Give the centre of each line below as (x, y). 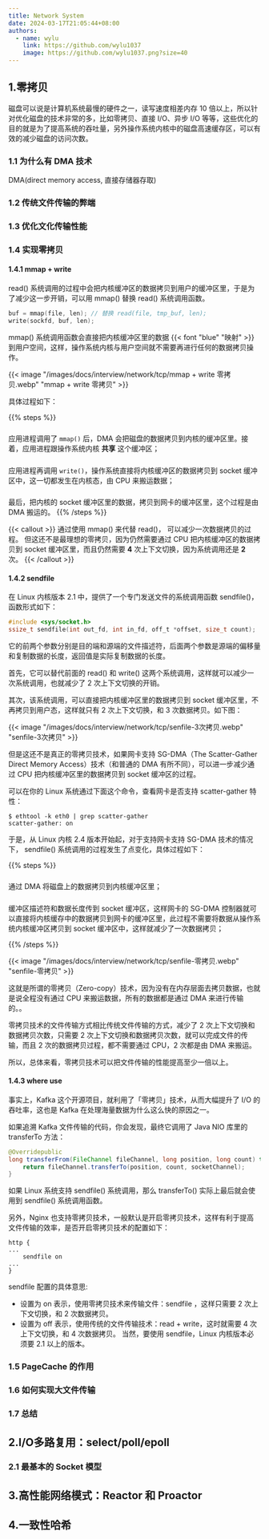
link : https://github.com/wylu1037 (82, 46)
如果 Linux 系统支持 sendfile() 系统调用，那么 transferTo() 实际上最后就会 (128, 1190)
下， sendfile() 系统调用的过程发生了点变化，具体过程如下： (107, 849)
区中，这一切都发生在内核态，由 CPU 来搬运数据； (91, 480)
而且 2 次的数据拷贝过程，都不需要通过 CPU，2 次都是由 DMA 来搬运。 (139, 1045)
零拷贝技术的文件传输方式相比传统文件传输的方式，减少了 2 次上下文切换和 (132, 1025)
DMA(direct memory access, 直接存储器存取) (82, 180)
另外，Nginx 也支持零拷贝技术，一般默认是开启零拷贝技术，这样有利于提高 (131, 1218)
